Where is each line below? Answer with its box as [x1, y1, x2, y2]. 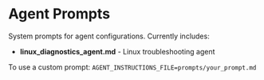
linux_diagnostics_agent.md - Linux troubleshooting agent [19, 46, 215, 56]
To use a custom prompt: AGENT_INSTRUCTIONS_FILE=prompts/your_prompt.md [8, 62, 257, 72]
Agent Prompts [8, 5, 110, 23]
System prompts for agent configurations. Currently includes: [8, 31, 210, 41]
